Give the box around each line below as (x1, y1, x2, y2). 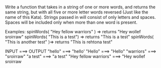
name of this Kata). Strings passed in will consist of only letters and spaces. (5, 14, 156, 20)
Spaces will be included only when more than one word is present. (5, 19, 138, 25)
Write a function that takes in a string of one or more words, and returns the (5, 4, 156, 10)
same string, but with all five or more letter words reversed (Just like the (5, 9, 148, 15)
